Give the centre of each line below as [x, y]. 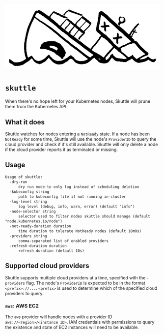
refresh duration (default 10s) [51, 251]
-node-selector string [33, 211]
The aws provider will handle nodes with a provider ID [59, 317]
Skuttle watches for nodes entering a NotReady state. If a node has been [78, 134]
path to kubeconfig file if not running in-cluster [72, 197]
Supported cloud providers [47, 266]
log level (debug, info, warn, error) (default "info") [76, 206]
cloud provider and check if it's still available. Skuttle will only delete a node [82, 144]
